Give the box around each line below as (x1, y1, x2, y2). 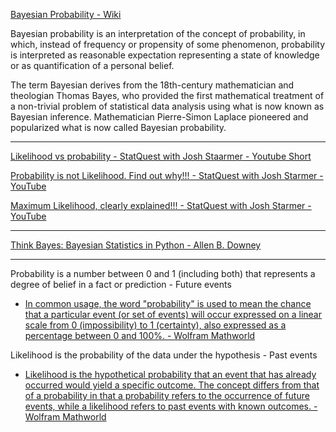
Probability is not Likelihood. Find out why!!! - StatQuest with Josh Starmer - (10, 170, 324, 181)
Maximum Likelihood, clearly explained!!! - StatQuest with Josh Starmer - (10, 200, 312, 211)
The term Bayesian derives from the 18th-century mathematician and (10, 79, 295, 91)
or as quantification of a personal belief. (10, 60, 175, 71)
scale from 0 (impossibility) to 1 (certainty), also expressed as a (24, 319, 287, 331)
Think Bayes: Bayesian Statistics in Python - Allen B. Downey (10, 239, 262, 251)
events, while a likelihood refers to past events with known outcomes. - (24, 400, 318, 412)
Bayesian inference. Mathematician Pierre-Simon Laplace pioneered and (10, 111, 309, 123)
